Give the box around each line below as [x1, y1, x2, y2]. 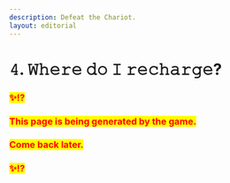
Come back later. [9, 139, 84, 151]
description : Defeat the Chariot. [9, 12, 137, 22]
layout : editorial [9, 21, 77, 30]
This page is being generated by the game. [9, 115, 197, 127]
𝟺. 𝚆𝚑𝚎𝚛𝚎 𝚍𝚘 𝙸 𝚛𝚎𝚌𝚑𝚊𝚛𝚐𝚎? [9, 59, 223, 80]
